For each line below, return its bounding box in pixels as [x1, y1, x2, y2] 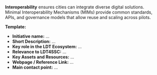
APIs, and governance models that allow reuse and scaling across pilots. [5, 15, 151, 20]
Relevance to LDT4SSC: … [12, 49, 67, 55]
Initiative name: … [12, 34, 50, 39]
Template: [5, 24, 26, 30]
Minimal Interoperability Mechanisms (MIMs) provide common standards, [5, 9, 153, 15]
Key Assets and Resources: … [12, 54, 74, 60]
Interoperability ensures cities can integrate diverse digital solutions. [5, 4, 144, 10]
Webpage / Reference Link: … [12, 59, 74, 65]
